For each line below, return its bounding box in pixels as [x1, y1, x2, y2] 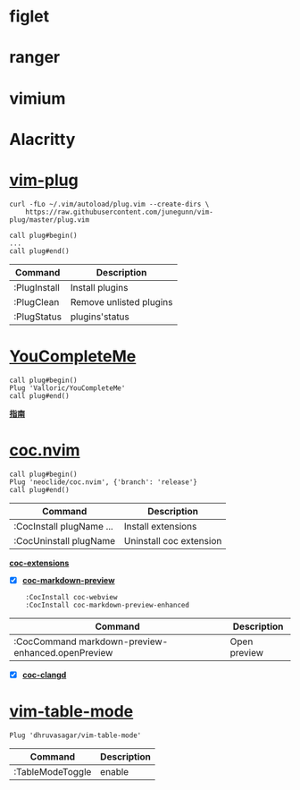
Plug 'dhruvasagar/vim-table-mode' [9, 731, 142, 740]
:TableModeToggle [13, 765, 92, 777]
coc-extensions [9, 557, 70, 568]
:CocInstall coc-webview [25, 592, 118, 601]
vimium [9, 88, 66, 108]
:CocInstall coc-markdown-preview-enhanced [25, 600, 190, 609]
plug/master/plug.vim [9, 215, 90, 225]
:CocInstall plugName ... [13, 520, 113, 532]
